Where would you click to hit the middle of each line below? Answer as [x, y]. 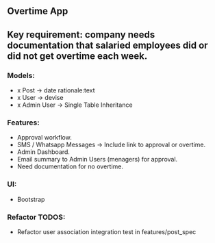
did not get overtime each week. [77, 56]
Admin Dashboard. [43, 152]
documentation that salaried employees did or [107, 45]
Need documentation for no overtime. [70, 166]
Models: [21, 75]
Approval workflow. [44, 138]
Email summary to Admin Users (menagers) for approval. [97, 159]
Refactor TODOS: [36, 217]
